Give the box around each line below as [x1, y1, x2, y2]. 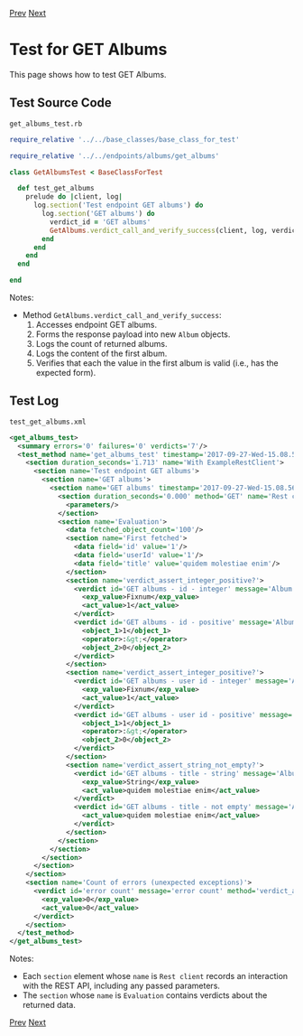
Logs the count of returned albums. [35, 339, 169, 349]
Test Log [9, 393, 60, 409]
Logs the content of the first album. [35, 348, 168, 359]
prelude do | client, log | [25, 192, 124, 201]
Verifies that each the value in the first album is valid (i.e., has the [35, 358, 280, 369]
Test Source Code [9, 95, 113, 111]
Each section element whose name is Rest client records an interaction [22, 971, 289, 982]
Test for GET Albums [9, 40, 168, 60]
